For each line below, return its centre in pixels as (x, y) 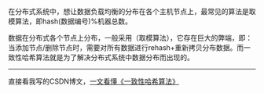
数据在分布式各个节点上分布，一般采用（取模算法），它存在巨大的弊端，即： (130, 38)
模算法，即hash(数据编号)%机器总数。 (70, 21)
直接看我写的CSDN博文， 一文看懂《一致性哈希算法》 (93, 81)
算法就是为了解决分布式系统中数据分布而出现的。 (114, 57)
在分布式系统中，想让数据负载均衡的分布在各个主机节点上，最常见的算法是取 (132, 11)
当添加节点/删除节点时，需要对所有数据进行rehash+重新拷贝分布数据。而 (126, 48)
